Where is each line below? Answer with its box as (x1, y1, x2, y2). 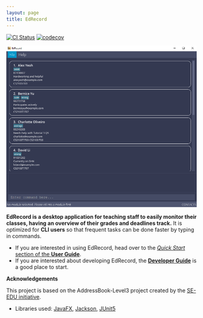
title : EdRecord (6, 16, 47, 22)
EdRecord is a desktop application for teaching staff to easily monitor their (6, 213, 197, 221)
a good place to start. (14, 264, 69, 271)
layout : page (6, 10, 39, 16)
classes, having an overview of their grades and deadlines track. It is (6, 219, 182, 227)
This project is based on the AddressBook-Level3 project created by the (6, 287, 186, 294)
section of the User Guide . (14, 251, 82, 258)
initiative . (18, 293, 41, 300)
